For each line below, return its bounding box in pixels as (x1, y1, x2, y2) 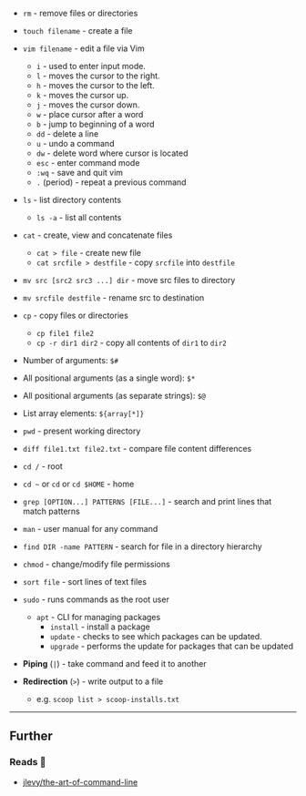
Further (9, 729, 53, 744)
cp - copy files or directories (22, 310, 129, 321)
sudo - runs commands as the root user (22, 594, 170, 605)
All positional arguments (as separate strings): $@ (22, 391, 207, 401)
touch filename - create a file (22, 26, 134, 36)
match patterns (22, 505, 80, 516)
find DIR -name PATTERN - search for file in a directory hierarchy (22, 541, 262, 552)
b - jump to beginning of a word (36, 118, 155, 129)
